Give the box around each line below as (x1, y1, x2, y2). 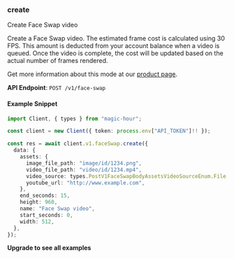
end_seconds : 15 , (20, 192, 71, 200)
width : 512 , (20, 218, 54, 225)
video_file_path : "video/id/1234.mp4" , (25, 166, 142, 173)
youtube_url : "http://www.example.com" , (25, 179, 145, 186)
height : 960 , (20, 199, 58, 206)
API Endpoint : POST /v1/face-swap (7, 84, 106, 92)
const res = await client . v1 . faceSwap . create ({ (7, 140, 149, 147)
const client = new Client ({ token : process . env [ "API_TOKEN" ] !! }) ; (7, 128, 211, 135)
